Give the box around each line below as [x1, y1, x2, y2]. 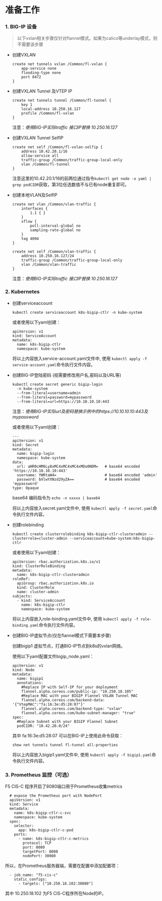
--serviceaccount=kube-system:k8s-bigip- [69, 536, 156, 541]
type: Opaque [12, 485, 39, 490]
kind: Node [12, 667, 35, 672]
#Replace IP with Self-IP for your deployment [21, 685, 118, 690]
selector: [14, 823, 34, 829]
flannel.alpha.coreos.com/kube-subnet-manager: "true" [21, 710, 136, 716]
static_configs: [14, 877, 48, 882]
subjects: [12, 594, 33, 599]
